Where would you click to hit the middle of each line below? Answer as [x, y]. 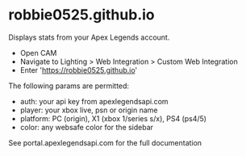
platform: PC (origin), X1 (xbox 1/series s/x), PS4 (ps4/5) [113, 118]
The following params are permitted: [69, 86]
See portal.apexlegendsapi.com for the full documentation [105, 142]
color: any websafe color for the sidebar [87, 127]
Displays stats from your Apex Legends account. [89, 37]
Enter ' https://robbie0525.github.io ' [79, 70]
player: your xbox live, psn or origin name [89, 110]
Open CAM [38, 53]
